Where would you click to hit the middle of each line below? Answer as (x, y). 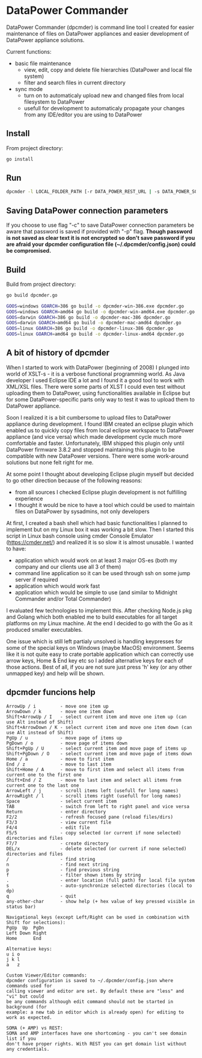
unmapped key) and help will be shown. (56, 673)
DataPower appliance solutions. (45, 40)
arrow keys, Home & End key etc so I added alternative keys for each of (95, 660)
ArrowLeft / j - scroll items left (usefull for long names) (93, 790)
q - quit (41, 896)
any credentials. (28, 1049)
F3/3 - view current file (59, 822)
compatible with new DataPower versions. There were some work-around (97, 456)
